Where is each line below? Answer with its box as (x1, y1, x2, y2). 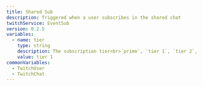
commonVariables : (6, 59, 51, 65)
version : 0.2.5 (6, 25, 45, 32)
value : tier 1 (17, 54, 53, 60)
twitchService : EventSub (6, 20, 69, 26)
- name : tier (12, 37, 45, 43)
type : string (17, 43, 51, 49)
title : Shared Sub (6, 8, 53, 15)
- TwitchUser (12, 65, 45, 71)
